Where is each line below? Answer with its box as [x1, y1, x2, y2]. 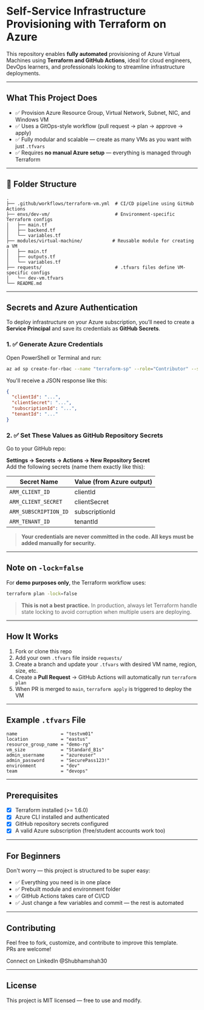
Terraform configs [6, 216, 53, 222]
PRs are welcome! [6, 946, 52, 953]
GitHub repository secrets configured [15, 820, 109, 828]
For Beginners [6, 851, 61, 861]
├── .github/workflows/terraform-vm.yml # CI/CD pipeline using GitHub [6, 201, 194, 207]
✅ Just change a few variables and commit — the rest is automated [15, 899, 184, 907]
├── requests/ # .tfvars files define [6, 264, 175, 270]
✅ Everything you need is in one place [15, 879, 111, 886]
